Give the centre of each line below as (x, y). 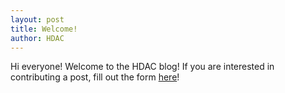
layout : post (37, 19)
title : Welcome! (44, 29)
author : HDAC (37, 38)
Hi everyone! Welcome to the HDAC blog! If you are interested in (142, 67)
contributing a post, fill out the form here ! (95, 77)
